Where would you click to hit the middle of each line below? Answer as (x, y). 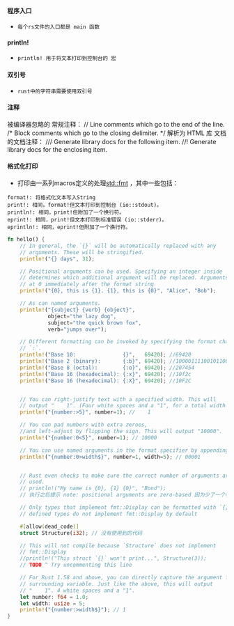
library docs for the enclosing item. (57, 149)
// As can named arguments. (60, 304)
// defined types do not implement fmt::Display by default (109, 514)
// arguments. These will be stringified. (82, 252)
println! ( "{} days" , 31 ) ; (57, 259)
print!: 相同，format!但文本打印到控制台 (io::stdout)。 (85, 205)
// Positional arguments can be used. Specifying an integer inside (121, 272)
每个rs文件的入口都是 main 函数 (58, 27)
